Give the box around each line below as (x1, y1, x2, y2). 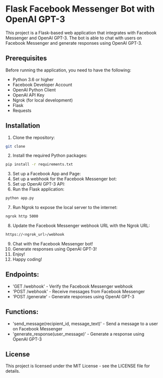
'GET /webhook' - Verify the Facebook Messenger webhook (12, 283, 133, 289)
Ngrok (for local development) (12, 97, 73, 103)
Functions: (5, 308, 39, 316)
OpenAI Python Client (12, 86, 56, 93)
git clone (5, 144, 26, 149)
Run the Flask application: (12, 186, 65, 192)
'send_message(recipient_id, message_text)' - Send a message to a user (12, 321, 158, 326)
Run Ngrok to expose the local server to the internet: (12, 205, 118, 210)
